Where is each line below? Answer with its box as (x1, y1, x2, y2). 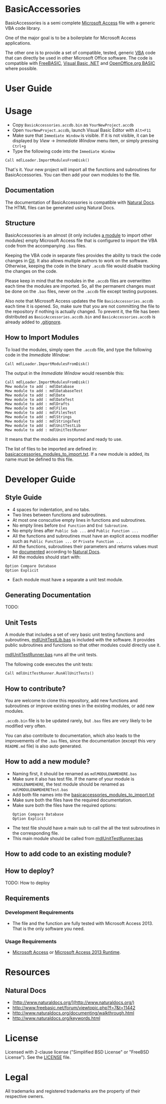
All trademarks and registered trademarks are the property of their (5, 1088, 141, 1094)
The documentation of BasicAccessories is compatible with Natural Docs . (5, 199, 155, 205)
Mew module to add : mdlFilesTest (5, 410, 77, 415)
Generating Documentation (5, 591, 91, 599)
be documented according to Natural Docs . (12, 549, 101, 554)
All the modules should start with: (12, 554, 81, 560)
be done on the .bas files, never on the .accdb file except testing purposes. (5, 288, 158, 294)
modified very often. (5, 723, 47, 729)
